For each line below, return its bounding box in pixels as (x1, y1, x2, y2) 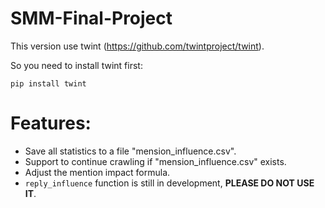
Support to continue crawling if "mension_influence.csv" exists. (24, 155, 287, 167)
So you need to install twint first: (10, 59, 143, 71)
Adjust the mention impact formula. (24, 166, 171, 178)
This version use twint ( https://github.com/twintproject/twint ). (10, 40, 265, 52)
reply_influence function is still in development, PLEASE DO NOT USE (24, 177, 315, 189)
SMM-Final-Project (10, 7, 173, 30)
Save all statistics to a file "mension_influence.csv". (24, 145, 237, 157)
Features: (10, 112, 92, 135)
